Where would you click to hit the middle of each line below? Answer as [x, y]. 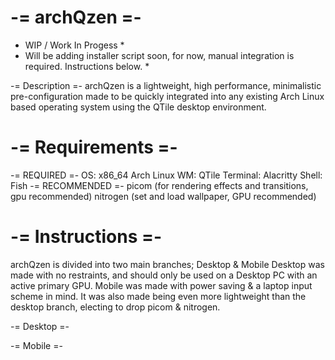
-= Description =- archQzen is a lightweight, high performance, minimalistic [166, 85]
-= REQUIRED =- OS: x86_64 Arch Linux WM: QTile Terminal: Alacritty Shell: [166, 175]
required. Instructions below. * [87, 66]
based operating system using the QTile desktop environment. [138, 107]
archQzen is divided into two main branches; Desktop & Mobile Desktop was [167, 264]
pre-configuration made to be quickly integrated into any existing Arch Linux [167, 96]
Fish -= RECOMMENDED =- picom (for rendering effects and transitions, [159, 185]
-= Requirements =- [94, 147]
